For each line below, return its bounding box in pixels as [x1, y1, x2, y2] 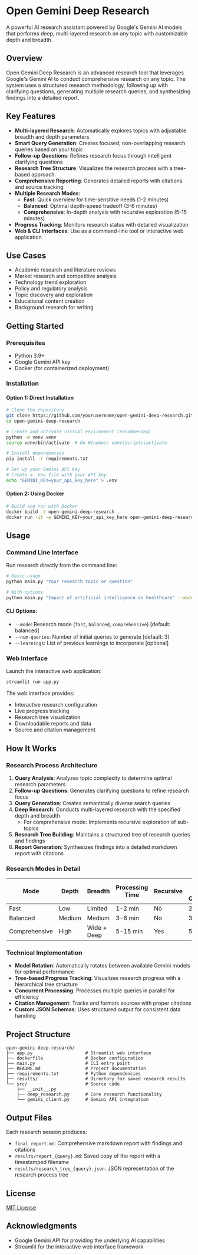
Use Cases [6, 250, 47, 260]
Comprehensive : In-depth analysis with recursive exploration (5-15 [23, 208, 187, 215]
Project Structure [6, 1029, 71, 1040]
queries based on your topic [14, 146, 84, 153]
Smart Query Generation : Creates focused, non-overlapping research [14, 139, 186, 146]
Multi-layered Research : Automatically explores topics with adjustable [14, 127, 187, 134]
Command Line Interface [6, 548, 78, 556]
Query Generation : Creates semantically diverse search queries [14, 799, 171, 806]
